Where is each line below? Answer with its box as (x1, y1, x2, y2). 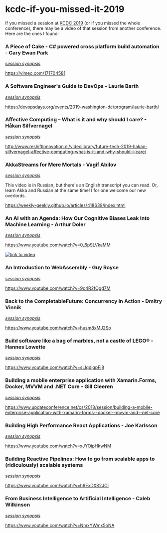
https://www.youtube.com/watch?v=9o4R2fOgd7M (5, 285, 111, 291)
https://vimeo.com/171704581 (5, 70, 66, 76)
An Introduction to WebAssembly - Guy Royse (5, 264, 119, 271)
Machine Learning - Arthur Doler (5, 221, 86, 228)
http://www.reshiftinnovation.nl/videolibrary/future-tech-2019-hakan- (5, 143, 148, 149)
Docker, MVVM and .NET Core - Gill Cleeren (5, 383, 113, 390)
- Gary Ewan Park (5, 49, 48, 56)
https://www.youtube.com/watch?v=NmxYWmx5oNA (5, 522, 115, 528)
